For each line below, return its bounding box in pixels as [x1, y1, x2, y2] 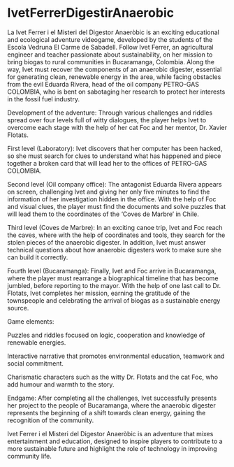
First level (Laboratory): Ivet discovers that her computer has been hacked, [7, 144, 223, 152]
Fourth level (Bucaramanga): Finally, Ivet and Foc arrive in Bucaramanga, [7, 266, 217, 275]
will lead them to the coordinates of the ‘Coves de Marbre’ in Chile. [7, 210, 199, 218]
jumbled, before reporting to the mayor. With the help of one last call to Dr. [7, 281, 221, 289]
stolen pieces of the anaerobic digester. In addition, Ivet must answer [7, 238, 206, 246]
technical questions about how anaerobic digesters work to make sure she [7, 245, 222, 254]
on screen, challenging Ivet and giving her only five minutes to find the [7, 187, 210, 196]
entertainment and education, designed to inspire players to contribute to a [7, 437, 223, 445]
